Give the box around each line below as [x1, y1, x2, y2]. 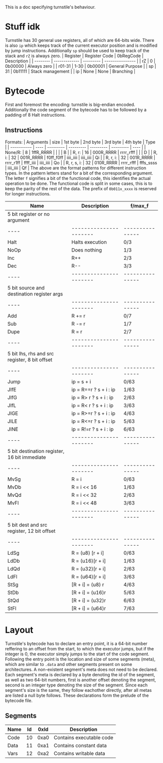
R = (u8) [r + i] [71, 549, 104, 556]
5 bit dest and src [7, 521, 48, 528]
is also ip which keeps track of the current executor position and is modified [5, 42, 158, 48]
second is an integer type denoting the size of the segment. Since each [5, 682, 148, 688]
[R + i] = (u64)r [71, 605, 106, 611]
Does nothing [71, 246, 102, 253]
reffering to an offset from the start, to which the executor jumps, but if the [5, 646, 154, 651]
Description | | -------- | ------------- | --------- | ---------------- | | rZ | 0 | [5, 58, 156, 64]
